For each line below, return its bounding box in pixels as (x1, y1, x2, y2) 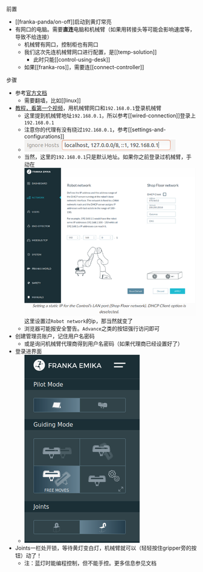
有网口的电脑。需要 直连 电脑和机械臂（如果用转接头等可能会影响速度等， (14, 26, 195, 33)
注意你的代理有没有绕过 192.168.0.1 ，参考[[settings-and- (24, 126, 166, 133)
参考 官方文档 (14, 90, 47, 96)
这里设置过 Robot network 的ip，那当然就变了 (24, 317, 133, 325)
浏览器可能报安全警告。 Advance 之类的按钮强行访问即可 (24, 325, 160, 332)
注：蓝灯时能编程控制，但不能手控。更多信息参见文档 (24, 559, 157, 567)
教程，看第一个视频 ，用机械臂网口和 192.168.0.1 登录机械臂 (14, 105, 162, 111)
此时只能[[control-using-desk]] (33, 56, 111, 63)
